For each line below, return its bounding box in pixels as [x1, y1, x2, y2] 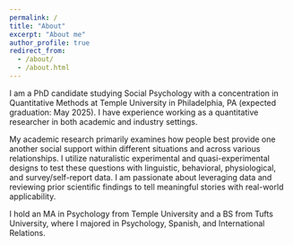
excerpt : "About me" [9, 30, 87, 39]
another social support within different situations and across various [9, 143, 261, 153]
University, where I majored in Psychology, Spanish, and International [9, 217, 265, 229]
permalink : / [9, 13, 58, 22]
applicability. [9, 190, 56, 202]
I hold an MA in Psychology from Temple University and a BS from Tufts [9, 208, 273, 219]
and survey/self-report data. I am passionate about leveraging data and [9, 171, 272, 182]
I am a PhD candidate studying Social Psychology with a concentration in [9, 87, 280, 99]
